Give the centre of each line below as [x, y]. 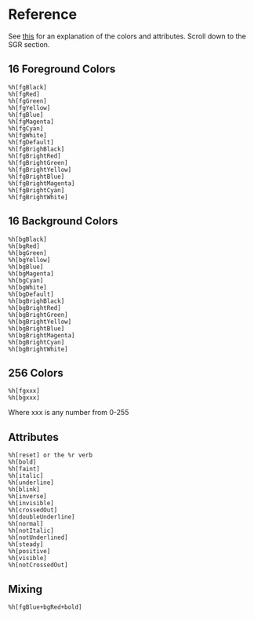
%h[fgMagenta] [31, 122]
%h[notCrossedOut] [38, 565]
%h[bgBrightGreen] [38, 315]
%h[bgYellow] [29, 260]
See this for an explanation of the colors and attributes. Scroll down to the [127, 36]
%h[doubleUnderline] [42, 517]
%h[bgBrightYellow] [40, 322]
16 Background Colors [63, 221]
